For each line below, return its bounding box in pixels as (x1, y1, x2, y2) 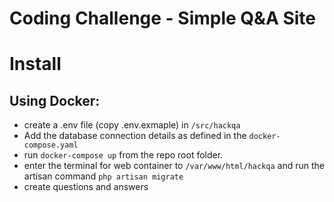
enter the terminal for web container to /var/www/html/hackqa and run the (23, 160, 325, 172)
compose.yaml (23, 140, 79, 151)
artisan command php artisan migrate (23, 170, 184, 182)
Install (9, 53, 62, 76)
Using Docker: (9, 92, 101, 109)
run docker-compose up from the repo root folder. (23, 149, 224, 161)
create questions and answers (23, 181, 149, 193)
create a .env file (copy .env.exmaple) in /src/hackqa (23, 119, 241, 131)
